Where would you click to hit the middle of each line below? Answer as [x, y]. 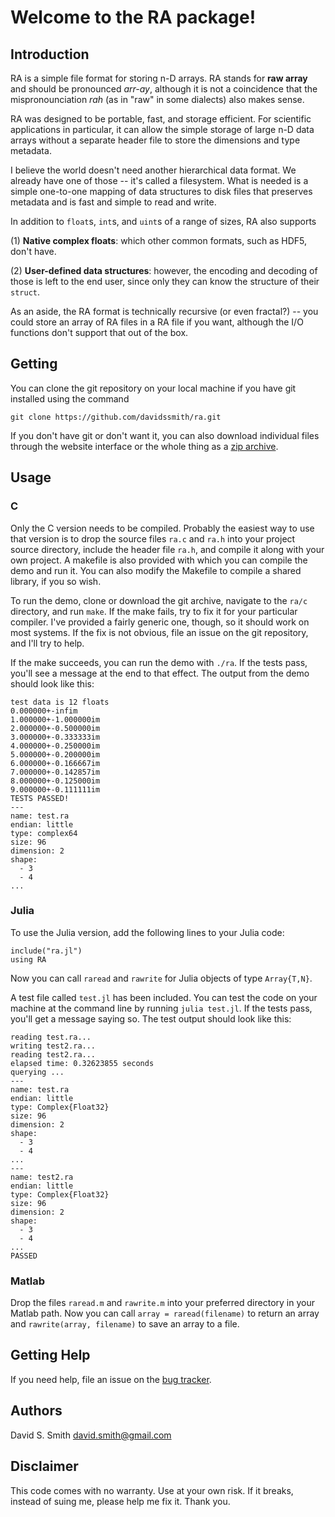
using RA [28, 959]
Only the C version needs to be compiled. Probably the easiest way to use [162, 528]
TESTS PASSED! [40, 798]
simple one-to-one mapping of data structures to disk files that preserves [161, 191]
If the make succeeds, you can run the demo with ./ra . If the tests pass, [159, 662]
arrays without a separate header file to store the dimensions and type [155, 140]
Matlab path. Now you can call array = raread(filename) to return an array [165, 1313]
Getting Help [50, 1355]
